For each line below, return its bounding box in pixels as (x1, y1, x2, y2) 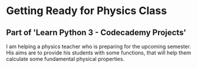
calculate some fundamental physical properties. (6, 56, 125, 62)
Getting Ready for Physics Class (6, 4, 167, 18)
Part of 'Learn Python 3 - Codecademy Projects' (6, 28, 187, 38)
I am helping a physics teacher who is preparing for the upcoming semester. (6, 43, 192, 50)
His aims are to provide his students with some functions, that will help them (6, 49, 192, 56)
